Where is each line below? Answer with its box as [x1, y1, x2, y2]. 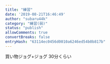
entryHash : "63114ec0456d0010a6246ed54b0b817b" [5, 39, 106, 44]
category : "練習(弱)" [5, 21, 48, 26]
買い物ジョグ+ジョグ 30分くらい [5, 53, 72, 59]
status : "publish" [5, 26, 43, 31]
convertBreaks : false [5, 35, 50, 40]
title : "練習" [5, 7, 33, 12]
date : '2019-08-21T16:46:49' [5, 12, 66, 17]
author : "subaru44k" [5, 16, 48, 21]
